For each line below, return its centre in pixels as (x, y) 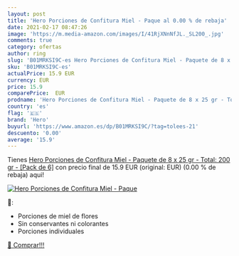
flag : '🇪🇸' (25, 113)
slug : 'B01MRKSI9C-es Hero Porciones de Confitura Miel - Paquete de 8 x (119, 60)
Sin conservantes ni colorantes (63, 224)
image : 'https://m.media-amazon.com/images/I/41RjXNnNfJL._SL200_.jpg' (116, 34)
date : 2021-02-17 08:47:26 (47, 27)
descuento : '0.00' (34, 133)
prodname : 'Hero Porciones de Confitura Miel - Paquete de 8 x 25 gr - (116, 100)
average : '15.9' (31, 139)
